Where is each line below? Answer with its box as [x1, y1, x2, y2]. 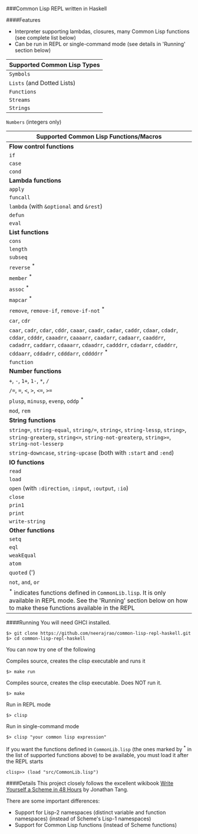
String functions [9, 416, 56, 424]
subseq [9, 254, 28, 261]
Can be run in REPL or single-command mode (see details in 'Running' [14, 41, 186, 47]
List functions [9, 228, 49, 236]
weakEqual [9, 552, 37, 559]
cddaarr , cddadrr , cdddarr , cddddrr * [9, 348, 108, 357]
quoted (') [9, 569, 35, 577]
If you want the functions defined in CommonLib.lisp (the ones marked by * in [6, 744, 192, 752]
